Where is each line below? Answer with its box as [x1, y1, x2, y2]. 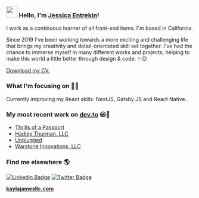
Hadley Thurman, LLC [14, 130, 69, 137]
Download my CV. [6, 67, 50, 74]
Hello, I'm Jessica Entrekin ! [18, 11, 99, 19]
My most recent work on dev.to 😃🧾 [6, 110, 110, 118]
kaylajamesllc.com [6, 185, 54, 193]
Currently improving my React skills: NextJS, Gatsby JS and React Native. [6, 95, 186, 102]
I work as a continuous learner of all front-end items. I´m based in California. [6, 24, 194, 32]
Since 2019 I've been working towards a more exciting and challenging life [6, 36, 189, 43]
